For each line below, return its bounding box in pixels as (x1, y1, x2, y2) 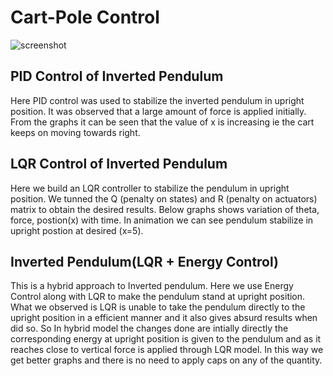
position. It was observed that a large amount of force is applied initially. (10, 105, 307, 117)
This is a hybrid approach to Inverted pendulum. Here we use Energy (10, 280, 294, 292)
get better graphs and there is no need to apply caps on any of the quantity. (10, 354, 323, 366)
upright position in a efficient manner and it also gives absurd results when (10, 312, 318, 324)
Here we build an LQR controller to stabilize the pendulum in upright (10, 182, 290, 194)
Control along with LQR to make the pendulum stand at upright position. (10, 291, 306, 303)
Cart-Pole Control (10, 6, 160, 29)
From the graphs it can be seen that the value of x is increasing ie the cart (10, 116, 315, 128)
